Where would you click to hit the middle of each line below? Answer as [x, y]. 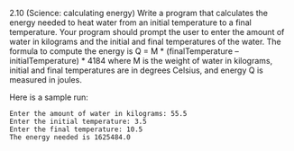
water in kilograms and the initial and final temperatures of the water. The [145, 41]
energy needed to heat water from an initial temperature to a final [131, 22]
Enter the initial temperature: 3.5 [78, 121]
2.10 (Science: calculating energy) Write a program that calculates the [139, 13]
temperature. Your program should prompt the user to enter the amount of [147, 32]
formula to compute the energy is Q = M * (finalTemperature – [124, 51]
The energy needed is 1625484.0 [70, 138]
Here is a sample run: [49, 97]
